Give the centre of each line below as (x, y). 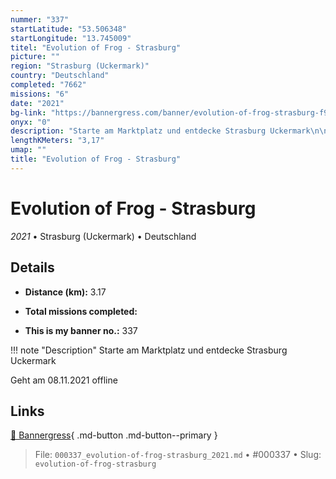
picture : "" (35, 57)
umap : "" (28, 150)
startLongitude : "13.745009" (71, 38)
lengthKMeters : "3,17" (57, 141)
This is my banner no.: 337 (81, 330)
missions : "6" (40, 94)
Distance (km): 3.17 (65, 292)
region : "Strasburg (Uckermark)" (80, 66)
